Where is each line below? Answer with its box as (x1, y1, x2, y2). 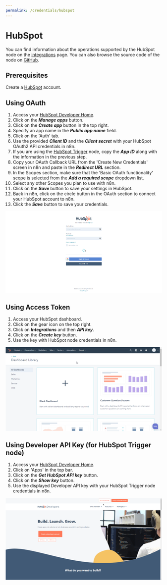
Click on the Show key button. (12, 478, 75, 483)
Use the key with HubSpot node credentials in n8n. (12, 337, 117, 343)
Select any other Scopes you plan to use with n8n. (12, 180, 116, 186)
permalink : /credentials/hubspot (5, 8, 75, 13)
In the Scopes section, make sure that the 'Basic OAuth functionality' (12, 170, 153, 176)
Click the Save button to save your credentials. (12, 201, 109, 208)
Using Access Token (5, 303, 70, 312)
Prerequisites (5, 71, 48, 79)
